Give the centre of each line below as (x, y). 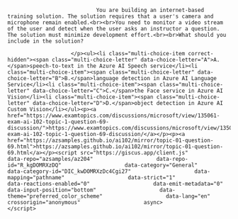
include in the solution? (45, 41)
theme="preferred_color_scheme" (55, 196)
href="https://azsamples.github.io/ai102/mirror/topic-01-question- (110, 140)
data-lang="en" (188, 196)
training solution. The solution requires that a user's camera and (110, 16)
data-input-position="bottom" (52, 190)
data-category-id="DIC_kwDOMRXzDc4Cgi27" (69, 172)
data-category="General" (161, 165)
